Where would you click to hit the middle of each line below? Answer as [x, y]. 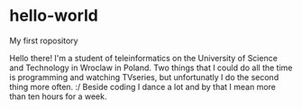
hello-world [54, 16]
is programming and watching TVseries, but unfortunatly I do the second [144, 77]
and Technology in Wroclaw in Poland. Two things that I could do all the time [151, 68]
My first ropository [44, 41]
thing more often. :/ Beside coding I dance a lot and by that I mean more [143, 86]
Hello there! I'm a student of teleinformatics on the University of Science [143, 58]
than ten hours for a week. [58, 96]
